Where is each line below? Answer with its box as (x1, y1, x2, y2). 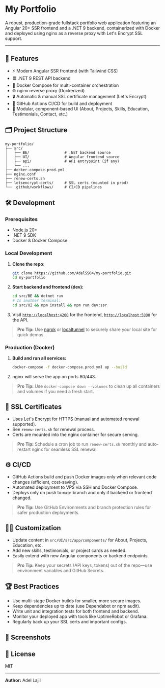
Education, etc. (12, 542, 43, 548)
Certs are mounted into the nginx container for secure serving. (12, 432, 139, 437)
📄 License (5, 650, 36, 658)
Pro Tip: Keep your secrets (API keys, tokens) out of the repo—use (17, 562, 153, 568)
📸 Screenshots (5, 633, 51, 642)
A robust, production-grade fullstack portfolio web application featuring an (5, 20, 156, 26)
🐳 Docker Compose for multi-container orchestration (12, 82, 119, 88)
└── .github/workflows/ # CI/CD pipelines (5, 184, 102, 189)
